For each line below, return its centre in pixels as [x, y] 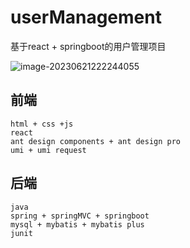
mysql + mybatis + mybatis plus [77, 224]
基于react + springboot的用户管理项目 [88, 46]
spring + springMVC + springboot [80, 216]
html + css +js [42, 124]
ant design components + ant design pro [96, 141]
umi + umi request [48, 150]
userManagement [86, 17]
